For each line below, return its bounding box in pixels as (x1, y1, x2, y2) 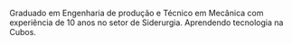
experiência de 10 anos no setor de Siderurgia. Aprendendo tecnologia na (9, 17, 284, 28)
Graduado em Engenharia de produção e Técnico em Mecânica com (9, 8, 264, 18)
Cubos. (9, 27, 36, 37)
